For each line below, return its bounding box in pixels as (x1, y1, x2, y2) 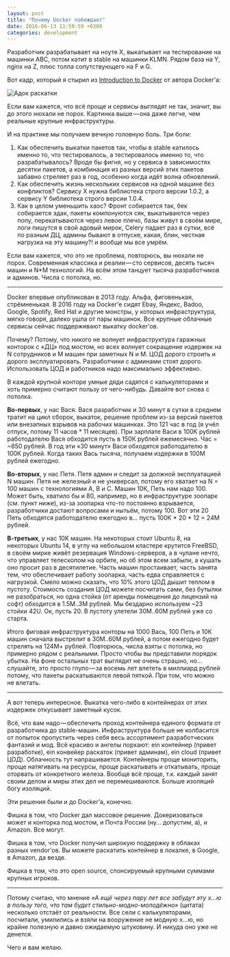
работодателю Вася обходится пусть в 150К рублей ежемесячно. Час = (7, 435, 218, 443)
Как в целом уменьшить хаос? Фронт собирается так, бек (16, 202, 188, 210)
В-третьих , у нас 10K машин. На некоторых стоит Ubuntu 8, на (7, 534, 191, 542)
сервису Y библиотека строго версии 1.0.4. (16, 195, 144, 203)
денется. (7, 930, 33, 938)
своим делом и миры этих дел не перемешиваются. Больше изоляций (7, 777, 214, 786)
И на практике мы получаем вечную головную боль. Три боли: (7, 130, 192, 138)
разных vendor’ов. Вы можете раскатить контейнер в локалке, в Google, (7, 846, 220, 854)
